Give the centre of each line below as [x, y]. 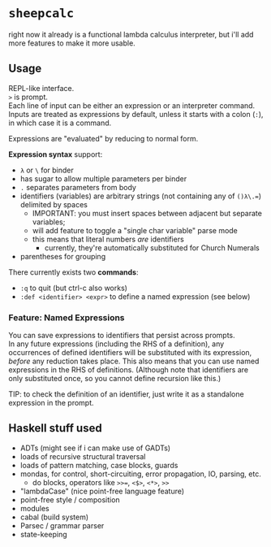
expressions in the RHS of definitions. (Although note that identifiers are [129, 370]
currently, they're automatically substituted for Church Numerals [152, 247]
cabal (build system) [54, 517]
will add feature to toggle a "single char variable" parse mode [135, 230]
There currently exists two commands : [73, 272]
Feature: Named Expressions [67, 317]
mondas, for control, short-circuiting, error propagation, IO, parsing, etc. [140, 474]
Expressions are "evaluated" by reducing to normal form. [103, 138]
